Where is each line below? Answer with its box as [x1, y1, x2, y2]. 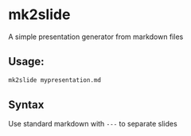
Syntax [8, 98, 45, 112]
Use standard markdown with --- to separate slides [8, 119, 177, 129]
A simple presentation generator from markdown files [8, 32, 184, 41]
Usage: [8, 55, 45, 68]
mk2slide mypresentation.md [8, 76, 102, 84]
